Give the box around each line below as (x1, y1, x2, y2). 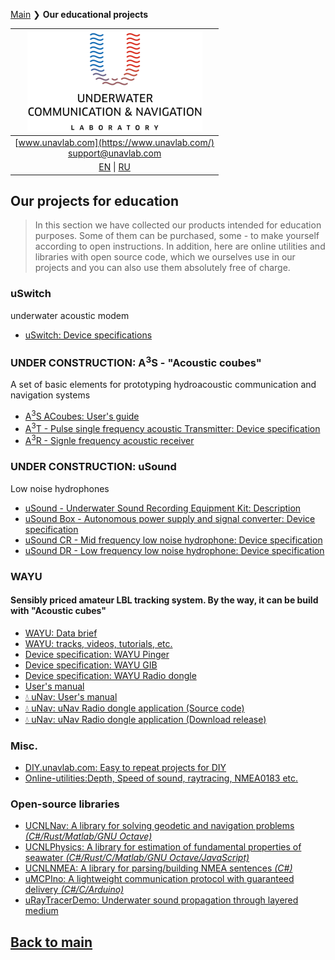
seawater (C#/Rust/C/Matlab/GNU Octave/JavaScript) (24, 852, 250, 864)
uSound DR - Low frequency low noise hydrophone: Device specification (24, 544, 325, 556)
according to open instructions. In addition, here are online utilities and (34, 240, 326, 253)
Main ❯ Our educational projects (10, 9, 149, 20)
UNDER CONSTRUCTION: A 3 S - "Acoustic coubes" (10, 354, 262, 369)
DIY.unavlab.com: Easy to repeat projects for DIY (24, 762, 227, 774)
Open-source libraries (10, 797, 120, 811)
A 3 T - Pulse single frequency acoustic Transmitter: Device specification (24, 421, 321, 434)
